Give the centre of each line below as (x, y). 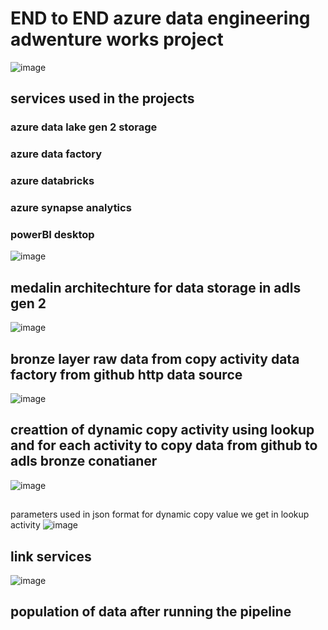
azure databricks (52, 181)
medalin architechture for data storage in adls (156, 287)
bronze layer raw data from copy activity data (155, 358)
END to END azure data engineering (160, 18)
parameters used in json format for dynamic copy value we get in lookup (160, 514)
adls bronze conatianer (84, 461)
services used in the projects (102, 98)
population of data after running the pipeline (151, 612)
